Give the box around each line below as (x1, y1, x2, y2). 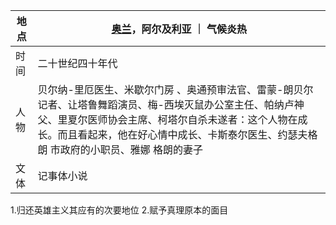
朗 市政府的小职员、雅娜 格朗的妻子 (37, 143, 204, 156)
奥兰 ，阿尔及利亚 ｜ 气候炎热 (111, 22, 248, 36)
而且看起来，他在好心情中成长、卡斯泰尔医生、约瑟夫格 (57, 128, 318, 141)
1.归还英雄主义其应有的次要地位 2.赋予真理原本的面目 (10, 204, 229, 216)
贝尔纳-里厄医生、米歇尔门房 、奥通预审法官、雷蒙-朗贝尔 (37, 83, 314, 96)
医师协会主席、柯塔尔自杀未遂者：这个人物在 (87, 113, 298, 126)
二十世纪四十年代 (37, 57, 118, 70)
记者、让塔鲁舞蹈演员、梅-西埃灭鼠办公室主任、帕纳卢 (37, 98, 295, 111)
